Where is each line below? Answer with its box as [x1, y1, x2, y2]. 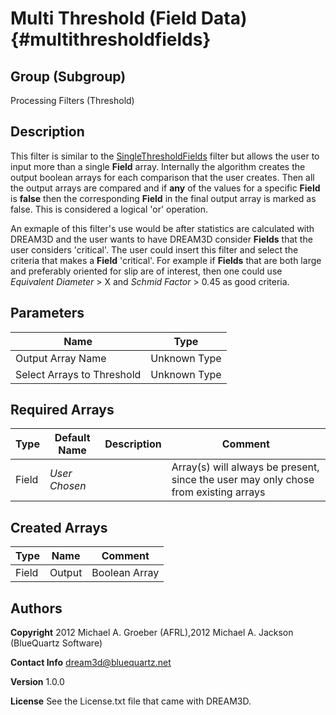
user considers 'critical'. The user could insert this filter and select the [10, 243, 299, 256]
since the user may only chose [171, 473, 315, 487]
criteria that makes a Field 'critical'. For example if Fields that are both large [10, 254, 322, 266]
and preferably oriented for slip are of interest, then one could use [10, 265, 283, 277]
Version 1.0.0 [10, 676, 65, 688]
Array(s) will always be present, [171, 460, 320, 474]
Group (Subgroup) [10, 68, 127, 85]
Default [54, 431, 91, 445]
